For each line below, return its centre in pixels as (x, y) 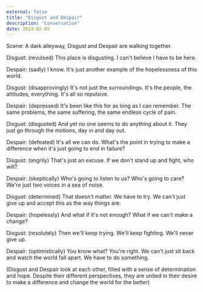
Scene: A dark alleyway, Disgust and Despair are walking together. (89, 46)
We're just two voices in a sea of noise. (55, 185)
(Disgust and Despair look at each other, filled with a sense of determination (101, 270)
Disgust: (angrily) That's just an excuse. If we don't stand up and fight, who (100, 161)
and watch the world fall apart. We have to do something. (78, 257)
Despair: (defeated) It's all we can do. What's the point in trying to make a (98, 142)
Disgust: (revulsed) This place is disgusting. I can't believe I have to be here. (101, 58)
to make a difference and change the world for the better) (78, 282)
